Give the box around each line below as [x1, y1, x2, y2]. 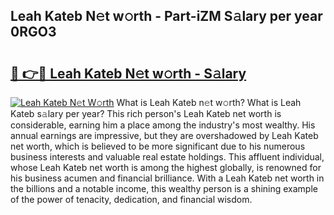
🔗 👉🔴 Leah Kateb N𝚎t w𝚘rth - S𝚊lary [10, 65, 247, 82]
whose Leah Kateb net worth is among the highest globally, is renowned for [10, 162, 322, 173]
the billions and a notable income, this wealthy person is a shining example [10, 183, 318, 194]
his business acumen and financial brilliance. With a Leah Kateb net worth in [10, 172, 325, 184]
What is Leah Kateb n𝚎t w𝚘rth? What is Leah [116, 97, 302, 108]
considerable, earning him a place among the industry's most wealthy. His [10, 119, 316, 131]
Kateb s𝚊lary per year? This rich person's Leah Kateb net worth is [10, 108, 282, 119]
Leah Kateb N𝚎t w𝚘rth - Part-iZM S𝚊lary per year [10, 8, 323, 25]
